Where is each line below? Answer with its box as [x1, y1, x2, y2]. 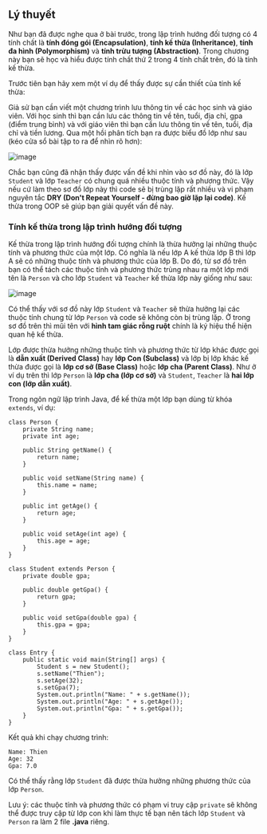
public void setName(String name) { [22, 474, 145, 483]
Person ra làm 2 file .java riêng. [8, 817, 110, 827]
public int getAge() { [22, 502, 98, 511]
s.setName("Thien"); [37, 670, 105, 678]
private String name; [22, 425, 94, 433]
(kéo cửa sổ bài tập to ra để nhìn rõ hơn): [8, 136, 143, 146]
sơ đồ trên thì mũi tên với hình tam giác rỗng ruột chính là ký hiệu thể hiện [8, 321, 253, 331]
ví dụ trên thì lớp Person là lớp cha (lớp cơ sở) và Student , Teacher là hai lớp [8, 370, 255, 380]
